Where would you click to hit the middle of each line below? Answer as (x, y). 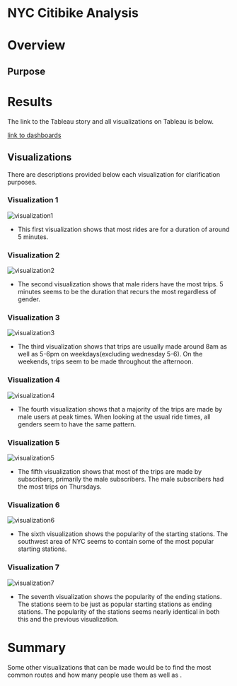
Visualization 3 (34, 318)
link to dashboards (34, 135)
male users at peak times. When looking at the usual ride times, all (114, 417)
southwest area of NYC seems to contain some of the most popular (116, 542)
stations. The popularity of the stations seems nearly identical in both (118, 611)
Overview (36, 46)
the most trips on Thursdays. (59, 487)
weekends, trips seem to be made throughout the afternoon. (105, 361)
